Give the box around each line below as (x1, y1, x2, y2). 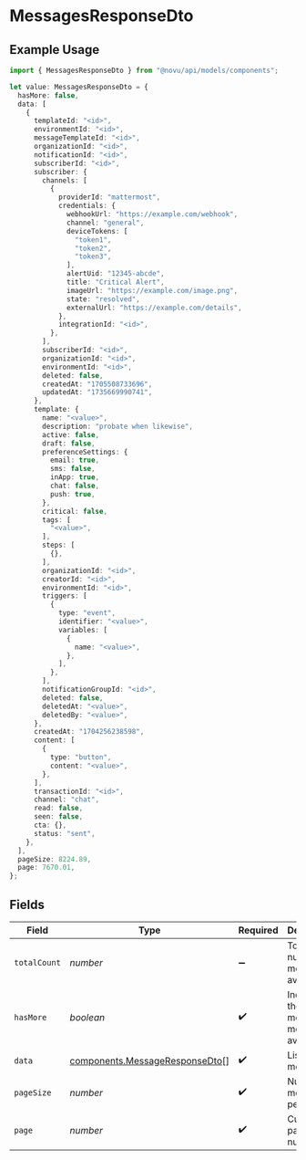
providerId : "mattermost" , (57, 193, 161, 202)
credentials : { (57, 202, 117, 211)
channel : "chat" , (33, 795, 100, 804)
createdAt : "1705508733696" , (42, 380, 153, 389)
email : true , (49, 455, 100, 465)
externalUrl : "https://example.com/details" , (66, 303, 243, 312)
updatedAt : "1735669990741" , (42, 388, 153, 397)
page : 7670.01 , (17, 863, 76, 873)
